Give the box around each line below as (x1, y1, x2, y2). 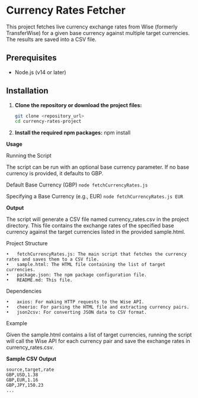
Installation (6, 86, 49, 96)
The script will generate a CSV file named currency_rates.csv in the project (6, 216, 189, 223)
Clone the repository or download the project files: (14, 101, 142, 108)
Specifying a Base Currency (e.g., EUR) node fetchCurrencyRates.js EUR (6, 193, 184, 200)
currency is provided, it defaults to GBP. (6, 170, 104, 177)
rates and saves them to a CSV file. (6, 256, 100, 262)
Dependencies (6, 288, 42, 295)
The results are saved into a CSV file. (6, 36, 97, 43)
